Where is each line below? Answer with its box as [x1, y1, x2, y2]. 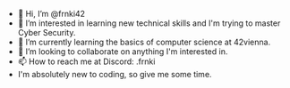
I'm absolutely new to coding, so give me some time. [17, 69, 212, 79]
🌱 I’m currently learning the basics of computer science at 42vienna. [17, 36, 271, 47]
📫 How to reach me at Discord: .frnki [17, 56, 156, 67]
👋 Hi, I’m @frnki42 [17, 9, 86, 19]
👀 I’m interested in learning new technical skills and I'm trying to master [17, 18, 281, 28]
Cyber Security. [17, 28, 76, 37]
